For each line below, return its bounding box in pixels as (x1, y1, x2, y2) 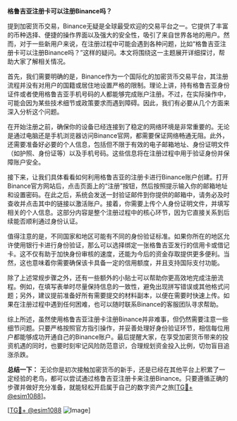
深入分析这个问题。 (7, 107, 63, 116)
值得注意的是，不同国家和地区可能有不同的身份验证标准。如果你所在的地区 (7, 232, 224, 240)
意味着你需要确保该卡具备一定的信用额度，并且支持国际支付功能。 (31, 259, 224, 267)
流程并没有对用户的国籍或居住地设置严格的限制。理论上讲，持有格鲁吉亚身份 (7, 81, 230, 89)
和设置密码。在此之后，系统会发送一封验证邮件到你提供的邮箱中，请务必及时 (7, 191, 230, 198)
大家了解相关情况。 (13, 57, 69, 66)
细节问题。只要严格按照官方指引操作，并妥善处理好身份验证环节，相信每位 (7, 324, 224, 332)
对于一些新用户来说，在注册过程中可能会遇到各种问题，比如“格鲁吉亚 (19, 40, 221, 48)
